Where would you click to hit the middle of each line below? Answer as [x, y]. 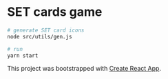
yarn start [23, 56]
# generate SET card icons [46, 30]
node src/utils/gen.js [40, 36]
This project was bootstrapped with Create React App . [84, 69]
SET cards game [55, 12]
